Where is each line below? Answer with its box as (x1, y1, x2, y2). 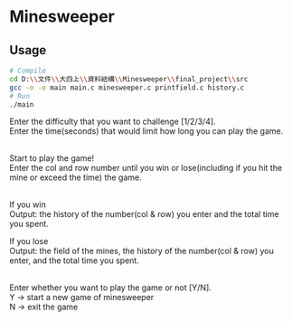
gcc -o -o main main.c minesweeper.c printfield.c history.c (9, 83, 245, 92)
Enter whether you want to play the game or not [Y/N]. (9, 282, 212, 293)
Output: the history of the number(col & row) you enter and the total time (9, 209, 279, 220)
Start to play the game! (9, 153, 95, 164)
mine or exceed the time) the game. (9, 172, 142, 183)
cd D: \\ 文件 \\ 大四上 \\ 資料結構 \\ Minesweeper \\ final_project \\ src (9, 74, 249, 83)
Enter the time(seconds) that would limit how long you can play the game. (9, 126, 284, 137)
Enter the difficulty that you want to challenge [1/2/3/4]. (9, 116, 216, 127)
